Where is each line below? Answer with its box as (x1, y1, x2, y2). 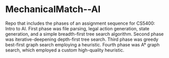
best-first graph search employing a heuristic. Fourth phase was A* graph (5, 41, 160, 47)
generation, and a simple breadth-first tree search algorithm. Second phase (5, 31, 164, 37)
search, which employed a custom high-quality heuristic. (5, 47, 125, 53)
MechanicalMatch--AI (5, 4, 101, 15)
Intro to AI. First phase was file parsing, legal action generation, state (5, 25, 150, 31)
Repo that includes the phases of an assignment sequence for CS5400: (5, 20, 155, 26)
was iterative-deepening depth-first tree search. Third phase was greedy (5, 36, 159, 42)
